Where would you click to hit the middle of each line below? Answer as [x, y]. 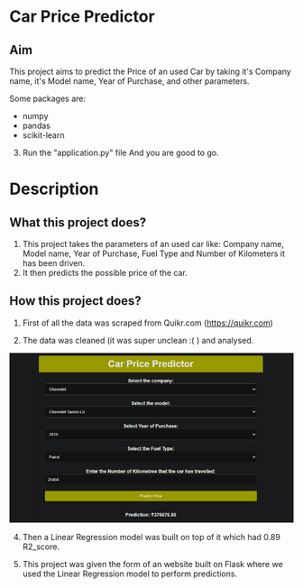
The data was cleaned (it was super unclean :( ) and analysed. [138, 340]
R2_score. [41, 547]
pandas [37, 125]
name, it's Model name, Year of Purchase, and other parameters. [129, 81]
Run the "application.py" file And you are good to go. [120, 152]
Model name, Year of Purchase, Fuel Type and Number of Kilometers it [154, 253]
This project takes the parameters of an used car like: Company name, [153, 244]
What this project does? [78, 222]
